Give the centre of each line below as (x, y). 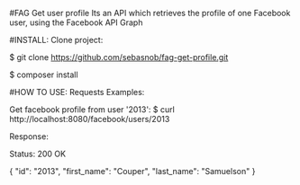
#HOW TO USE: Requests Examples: (77, 92)
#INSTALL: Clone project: (56, 40)
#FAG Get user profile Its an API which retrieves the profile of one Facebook (150, 13)
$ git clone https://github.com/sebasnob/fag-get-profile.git (119, 57)
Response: (29, 137)
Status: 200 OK (37, 154)
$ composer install (44, 75)
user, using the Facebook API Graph (76, 22)
